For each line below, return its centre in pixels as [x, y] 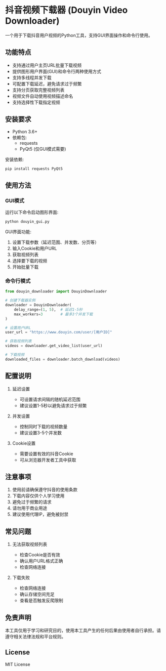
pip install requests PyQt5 [34, 168]
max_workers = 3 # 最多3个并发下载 [53, 314]
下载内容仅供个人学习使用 [38, 496]
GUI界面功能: [18, 232]
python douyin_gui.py [27, 222]
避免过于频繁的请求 [32, 502]
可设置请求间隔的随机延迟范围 [50, 399]
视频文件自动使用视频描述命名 [42, 96]
